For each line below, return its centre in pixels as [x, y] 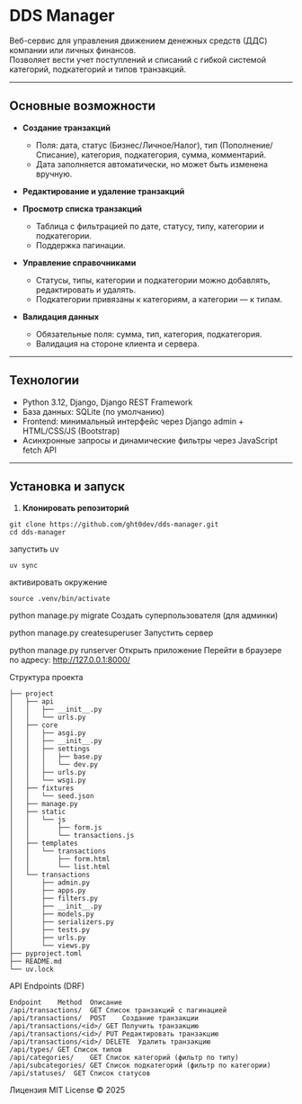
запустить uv [35, 549]
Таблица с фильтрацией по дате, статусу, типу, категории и [150, 226]
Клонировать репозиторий [75, 508]
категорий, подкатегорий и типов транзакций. [98, 69]
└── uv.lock [31, 969]
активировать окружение [58, 582]
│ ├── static [38, 812]
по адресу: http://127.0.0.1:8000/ [70, 660]
